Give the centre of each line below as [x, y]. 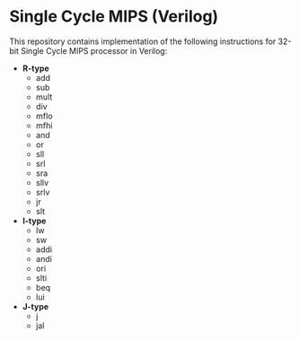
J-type [35, 306]
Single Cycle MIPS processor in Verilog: [94, 50]
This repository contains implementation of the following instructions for [143, 41]
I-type [34, 221]
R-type [35, 68]
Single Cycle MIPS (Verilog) [114, 17]
